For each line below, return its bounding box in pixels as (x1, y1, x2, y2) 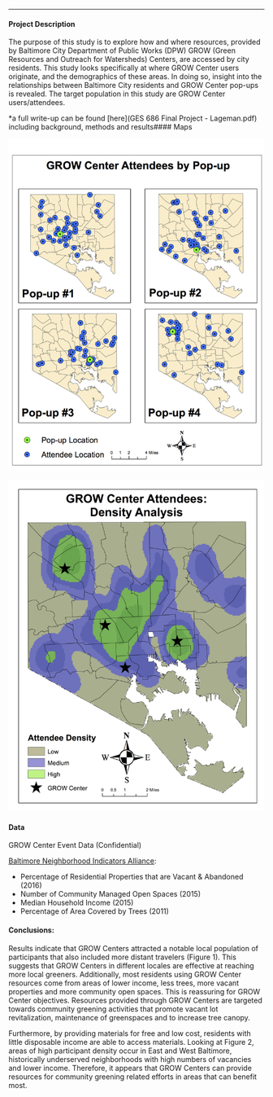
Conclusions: (8, 925, 54, 935)
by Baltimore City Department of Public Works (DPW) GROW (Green (8, 46, 236, 55)
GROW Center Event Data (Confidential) (8, 840, 142, 850)
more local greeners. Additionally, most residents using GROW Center (8, 969, 242, 979)
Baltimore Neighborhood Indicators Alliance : (8, 856, 157, 866)
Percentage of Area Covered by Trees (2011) (19, 906, 169, 916)
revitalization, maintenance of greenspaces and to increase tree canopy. (8, 1012, 250, 1022)
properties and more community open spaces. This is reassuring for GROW (8, 986, 261, 996)
